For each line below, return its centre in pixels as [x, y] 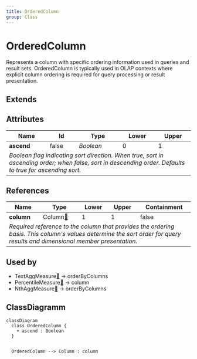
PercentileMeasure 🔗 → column [52, 283]
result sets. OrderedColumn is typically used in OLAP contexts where [89, 69]
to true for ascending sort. [45, 170]
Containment [164, 207]
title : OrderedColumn [33, 11]
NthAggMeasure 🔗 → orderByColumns [60, 289]
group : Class [22, 17]
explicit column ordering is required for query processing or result [86, 74]
